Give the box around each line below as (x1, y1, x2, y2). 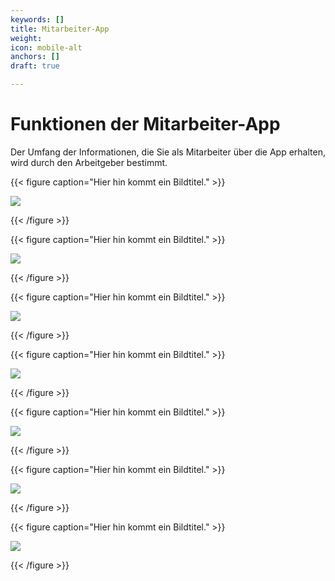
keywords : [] (10, 14, 65, 25)
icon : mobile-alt (10, 42, 83, 53)
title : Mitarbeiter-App (10, 24, 110, 34)
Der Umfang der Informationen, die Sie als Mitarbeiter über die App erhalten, (10, 146, 326, 158)
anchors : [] (10, 52, 60, 62)
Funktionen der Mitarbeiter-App (10, 113, 281, 136)
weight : (10, 33, 43, 43)
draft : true (10, 61, 60, 71)
